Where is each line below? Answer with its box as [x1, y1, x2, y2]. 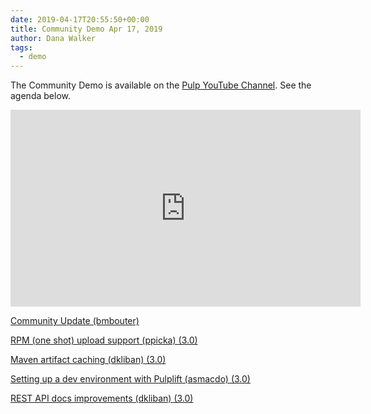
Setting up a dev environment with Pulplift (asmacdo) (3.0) [10, 373, 251, 385]
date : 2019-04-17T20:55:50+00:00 [10, 14, 150, 25]
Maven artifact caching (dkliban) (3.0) [10, 354, 167, 366]
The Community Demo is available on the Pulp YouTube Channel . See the [10, 79, 312, 91]
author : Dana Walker [10, 33, 97, 43]
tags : [10, 42, 33, 53]
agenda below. [10, 90, 71, 102]
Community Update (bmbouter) [10, 315, 140, 327]
